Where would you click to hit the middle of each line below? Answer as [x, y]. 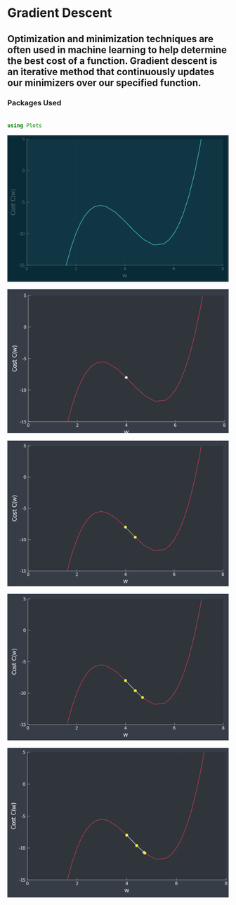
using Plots [25, 125]
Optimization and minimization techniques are [111, 39]
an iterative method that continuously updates [111, 72]
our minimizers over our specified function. [104, 82]
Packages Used [34, 103]
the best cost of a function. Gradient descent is [112, 61]
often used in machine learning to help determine [117, 49]
